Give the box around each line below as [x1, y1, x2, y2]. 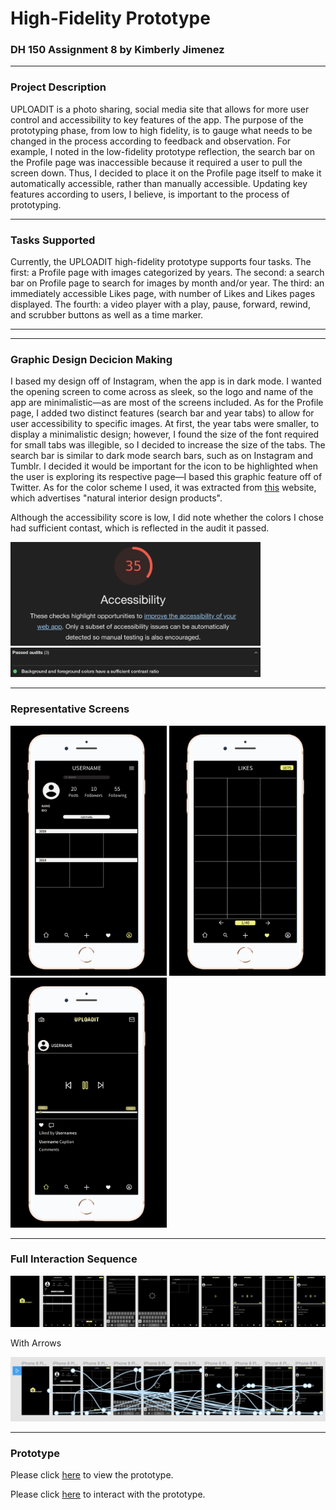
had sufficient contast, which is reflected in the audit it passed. [10, 522, 270, 534]
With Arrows [10, 1337, 62, 1349]
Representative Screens [10, 702, 130, 716]
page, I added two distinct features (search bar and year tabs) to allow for [10, 407, 315, 419]
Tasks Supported [10, 233, 96, 247]
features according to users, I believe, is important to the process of [10, 188, 290, 200]
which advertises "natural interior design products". [10, 492, 223, 504]
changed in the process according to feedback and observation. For [10, 135, 292, 147]
